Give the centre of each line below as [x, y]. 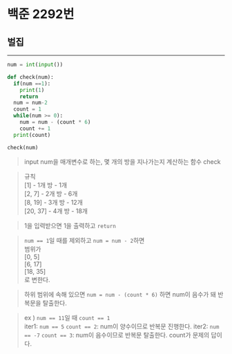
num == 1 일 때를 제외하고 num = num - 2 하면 [84, 240]
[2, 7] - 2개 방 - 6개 [51, 194]
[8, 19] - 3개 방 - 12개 [53, 202]
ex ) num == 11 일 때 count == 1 [67, 317]
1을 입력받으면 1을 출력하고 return [70, 225]
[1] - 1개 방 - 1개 [46, 185]
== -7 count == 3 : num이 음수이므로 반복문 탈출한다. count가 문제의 [117, 335]
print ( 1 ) [32, 90]
